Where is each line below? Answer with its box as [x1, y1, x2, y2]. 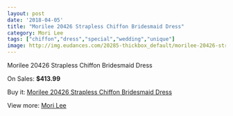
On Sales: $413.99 [7, 75, 61, 83]
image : [7, 42, 26, 49]
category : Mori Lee [7, 29, 64, 37]
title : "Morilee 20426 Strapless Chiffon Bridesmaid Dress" [7, 23, 185, 30]
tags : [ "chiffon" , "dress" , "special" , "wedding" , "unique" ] [7, 36, 175, 43]
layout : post [7, 10, 45, 17]
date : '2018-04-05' [7, 17, 64, 23]
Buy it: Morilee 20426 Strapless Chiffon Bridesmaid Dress [7, 88, 172, 96]
